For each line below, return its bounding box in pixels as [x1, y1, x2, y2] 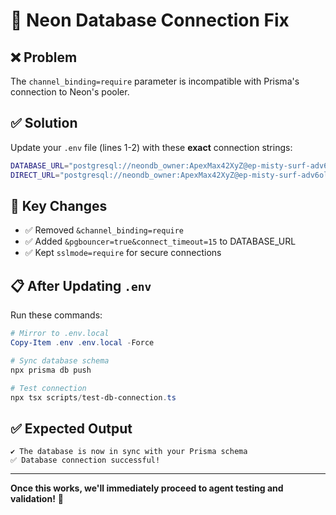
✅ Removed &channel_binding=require [24, 224, 185, 236]
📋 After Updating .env [10, 277, 152, 294]
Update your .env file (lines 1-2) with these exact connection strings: [10, 141, 293, 153]
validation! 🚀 [10, 493, 65, 505]
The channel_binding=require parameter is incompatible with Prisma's [10, 75, 300, 87]
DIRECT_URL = [10, 170, 60, 180]
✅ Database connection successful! [10, 455, 161, 466]
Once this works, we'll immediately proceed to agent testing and [10, 482, 284, 494]
